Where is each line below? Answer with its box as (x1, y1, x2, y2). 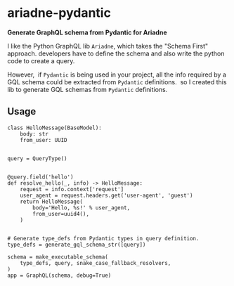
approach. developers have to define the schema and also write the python (7, 49, 225, 58)
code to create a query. (7, 56, 75, 65)
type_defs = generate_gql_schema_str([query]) (7, 241, 146, 248)
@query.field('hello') (7, 174, 74, 181)
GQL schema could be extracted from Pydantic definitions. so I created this (7, 77, 227, 86)
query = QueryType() (7, 155, 68, 162)
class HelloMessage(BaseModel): (7, 124, 102, 131)
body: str (20, 130, 49, 138)
